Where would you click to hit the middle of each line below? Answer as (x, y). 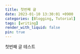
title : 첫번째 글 (21, 9)
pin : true (15, 32)
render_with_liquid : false (33, 28)
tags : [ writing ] (22, 23)
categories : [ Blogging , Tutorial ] (40, 18)
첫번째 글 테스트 (20, 46)
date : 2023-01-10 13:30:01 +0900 (39, 14)
